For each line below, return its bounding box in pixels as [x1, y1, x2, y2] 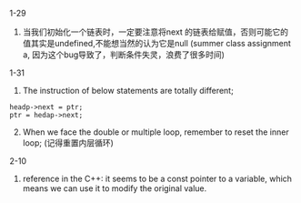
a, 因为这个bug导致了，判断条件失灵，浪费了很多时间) [22, 49, 226, 60]
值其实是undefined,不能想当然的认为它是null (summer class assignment [22, 38, 291, 48]
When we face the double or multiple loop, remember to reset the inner [22, 127, 289, 137]
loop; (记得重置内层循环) [22, 137, 114, 148]
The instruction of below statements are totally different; [22, 86, 234, 96]
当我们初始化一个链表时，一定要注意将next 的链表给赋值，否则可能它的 [22, 26, 289, 37]
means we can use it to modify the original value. [22, 183, 207, 194]
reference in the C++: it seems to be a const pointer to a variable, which [22, 173, 293, 184]
